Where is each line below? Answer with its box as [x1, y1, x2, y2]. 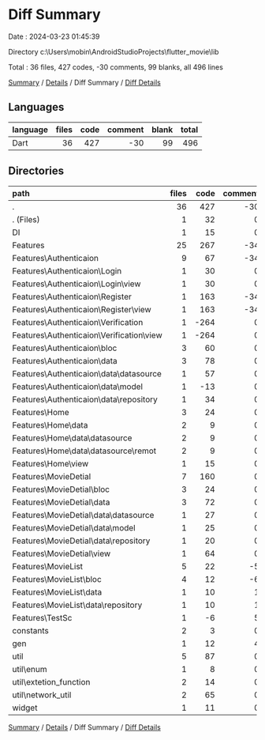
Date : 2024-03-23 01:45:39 [8, 32, 100, 41]
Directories [8, 164, 65, 178]
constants [12, 625, 49, 636]
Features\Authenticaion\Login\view [12, 278, 141, 289]
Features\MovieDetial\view [12, 548, 111, 559]
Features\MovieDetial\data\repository [12, 535, 151, 546]
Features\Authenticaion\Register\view [12, 304, 151, 315]
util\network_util [12, 689, 72, 700]
